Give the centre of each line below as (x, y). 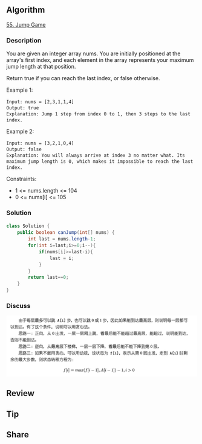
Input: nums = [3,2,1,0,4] (40, 143)
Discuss (18, 306)
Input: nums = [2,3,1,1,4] (40, 102)
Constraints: (21, 179)
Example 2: (20, 131)
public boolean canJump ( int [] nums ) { (66, 233)
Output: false (24, 149)
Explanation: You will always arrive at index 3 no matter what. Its (96, 155)
